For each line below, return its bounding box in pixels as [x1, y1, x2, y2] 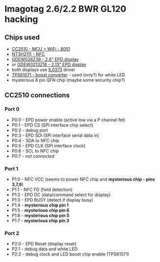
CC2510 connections [4, 91, 70, 99]
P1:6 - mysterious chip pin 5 [11, 212, 69, 218]
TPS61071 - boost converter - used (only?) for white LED [11, 72, 125, 77]
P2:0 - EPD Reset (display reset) [11, 241, 77, 247]
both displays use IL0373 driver [11, 67, 76, 73]
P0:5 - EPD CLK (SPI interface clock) [11, 143, 86, 149]
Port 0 [4, 106, 20, 112]
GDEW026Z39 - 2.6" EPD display [11, 56, 79, 62]
